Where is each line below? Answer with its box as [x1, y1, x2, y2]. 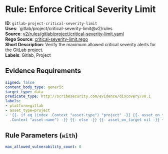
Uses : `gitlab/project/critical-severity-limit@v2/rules [5, 25, 112, 31]
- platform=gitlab [5, 103, 43, 108]
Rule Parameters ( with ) [5, 131, 78, 140]
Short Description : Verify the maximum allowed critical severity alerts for [5, 41, 156, 47]
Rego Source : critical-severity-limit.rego [5, 36, 88, 42]
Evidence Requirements [5, 67, 81, 75]
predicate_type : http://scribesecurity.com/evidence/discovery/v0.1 [5, 94, 151, 99]
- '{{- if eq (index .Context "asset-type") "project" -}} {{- [5, 112, 140, 117]
